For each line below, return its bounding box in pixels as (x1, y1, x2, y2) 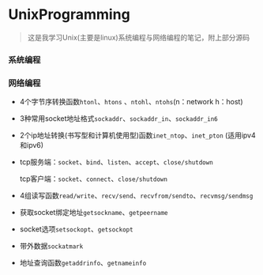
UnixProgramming (8, 6, 130, 24)
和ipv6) (19, 141, 44, 150)
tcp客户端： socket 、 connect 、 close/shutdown (19, 174, 168, 183)
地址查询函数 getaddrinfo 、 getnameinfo (19, 258, 147, 268)
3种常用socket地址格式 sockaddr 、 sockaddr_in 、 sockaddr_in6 (19, 114, 219, 123)
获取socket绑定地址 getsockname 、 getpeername (19, 208, 168, 217)
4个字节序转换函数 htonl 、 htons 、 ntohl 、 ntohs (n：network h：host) (19, 97, 243, 107)
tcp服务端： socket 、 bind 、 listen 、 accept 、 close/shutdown (19, 157, 213, 167)
